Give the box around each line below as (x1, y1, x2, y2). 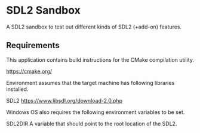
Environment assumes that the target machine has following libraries (6, 79, 175, 86)
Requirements (6, 40, 60, 50)
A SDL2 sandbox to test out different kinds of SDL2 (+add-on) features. (6, 23, 182, 30)
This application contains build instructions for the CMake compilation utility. (6, 56, 194, 63)
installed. (6, 85, 29, 93)
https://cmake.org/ (6, 68, 53, 75)
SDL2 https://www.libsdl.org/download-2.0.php (6, 97, 123, 104)
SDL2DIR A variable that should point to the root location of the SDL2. (6, 120, 177, 127)
